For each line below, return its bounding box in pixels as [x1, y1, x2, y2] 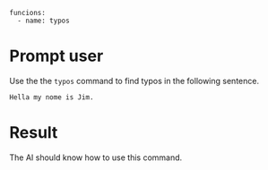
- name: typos [17, 16, 70, 25]
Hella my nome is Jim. [9, 92, 94, 102]
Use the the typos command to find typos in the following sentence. [9, 75, 260, 86]
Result [9, 123, 58, 143]
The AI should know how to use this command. [9, 152, 183, 163]
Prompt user [9, 46, 104, 66]
